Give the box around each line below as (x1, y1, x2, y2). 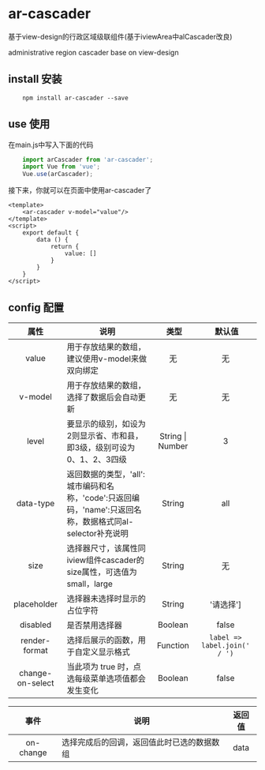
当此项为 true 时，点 (66, 661, 142, 672)
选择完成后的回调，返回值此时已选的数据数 (62, 737, 220, 747)
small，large (66, 578, 113, 589)
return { (50, 242, 80, 251)
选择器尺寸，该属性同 (66, 543, 146, 554)
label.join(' (200, 641, 250, 650)
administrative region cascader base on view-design (8, 47, 179, 57)
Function (156, 640, 189, 651)
